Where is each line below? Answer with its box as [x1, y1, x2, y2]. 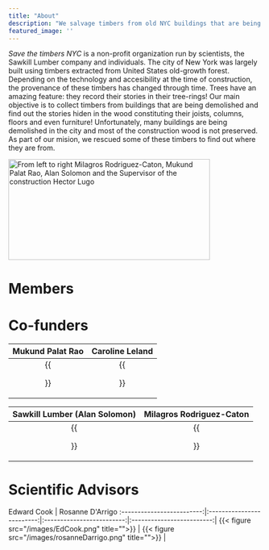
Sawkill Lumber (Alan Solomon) [12, 408, 137, 419]
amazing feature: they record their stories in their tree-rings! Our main [8, 92, 240, 102]
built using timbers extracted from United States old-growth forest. [8, 66, 230, 76]
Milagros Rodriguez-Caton [143, 408, 250, 419]
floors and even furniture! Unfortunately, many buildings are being [8, 118, 228, 127]
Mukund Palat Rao [12, 345, 85, 356]
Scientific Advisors [8, 481, 139, 498]
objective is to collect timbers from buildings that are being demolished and [8, 100, 259, 110]
